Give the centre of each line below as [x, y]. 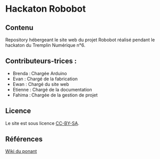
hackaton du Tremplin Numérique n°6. [45, 45]
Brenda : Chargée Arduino [40, 73]
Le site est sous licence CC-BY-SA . [42, 123]
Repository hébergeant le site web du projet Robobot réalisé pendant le [80, 40]
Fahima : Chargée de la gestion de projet [55, 95]
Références [24, 139]
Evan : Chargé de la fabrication [45, 79]
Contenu [19, 28]
